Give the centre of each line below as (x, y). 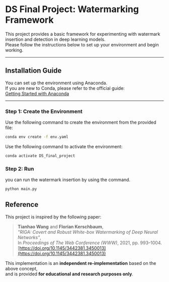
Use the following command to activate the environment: (64, 146)
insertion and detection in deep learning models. (55, 39)
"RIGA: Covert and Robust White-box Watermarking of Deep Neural (88, 232)
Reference (22, 205)
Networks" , (29, 237)
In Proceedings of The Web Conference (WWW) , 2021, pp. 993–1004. (90, 243)
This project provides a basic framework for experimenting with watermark (83, 34)
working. (14, 50)
